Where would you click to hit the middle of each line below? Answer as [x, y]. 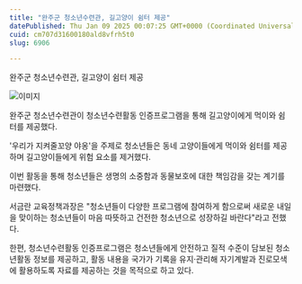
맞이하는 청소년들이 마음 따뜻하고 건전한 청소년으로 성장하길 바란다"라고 [144, 217]
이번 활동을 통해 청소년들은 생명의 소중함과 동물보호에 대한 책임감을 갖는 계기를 [147, 176]
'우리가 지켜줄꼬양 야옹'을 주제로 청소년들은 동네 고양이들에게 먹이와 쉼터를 [140, 146]
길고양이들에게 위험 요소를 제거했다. [88, 157]
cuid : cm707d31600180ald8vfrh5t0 [72, 34]
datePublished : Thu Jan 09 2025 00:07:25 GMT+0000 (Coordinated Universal [152, 26]
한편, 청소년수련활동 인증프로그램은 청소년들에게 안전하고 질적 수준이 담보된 [142, 248]
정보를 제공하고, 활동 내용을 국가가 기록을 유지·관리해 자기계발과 [144, 259]
